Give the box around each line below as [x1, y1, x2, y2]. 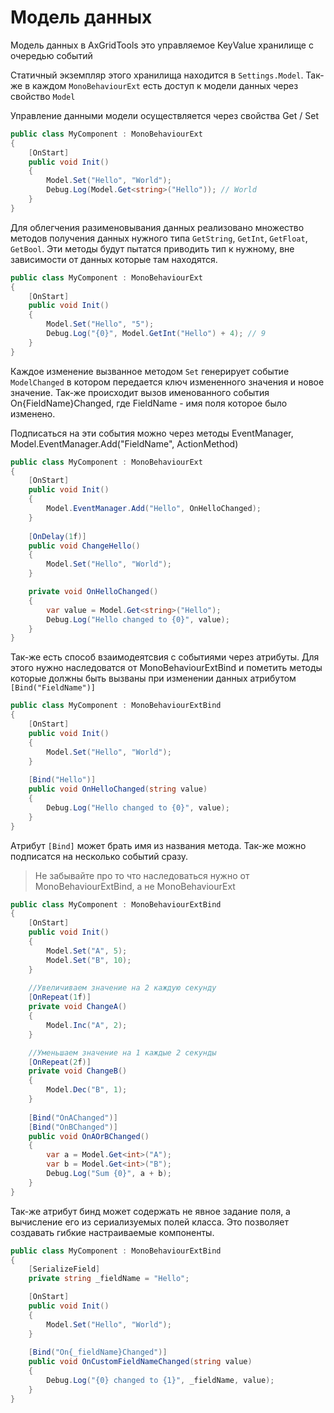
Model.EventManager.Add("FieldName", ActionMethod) [10, 437, 239, 450]
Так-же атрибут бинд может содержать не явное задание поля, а [10, 1205, 291, 1217]
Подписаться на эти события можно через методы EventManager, [10, 427, 294, 439]
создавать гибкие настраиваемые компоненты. [10, 1226, 215, 1238]
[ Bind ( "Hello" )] [28, 775, 97, 785]
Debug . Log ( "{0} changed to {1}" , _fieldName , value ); [46, 1376, 275, 1386]
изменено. [10, 407, 56, 420]
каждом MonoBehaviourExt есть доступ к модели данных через [31, 79, 299, 91]
